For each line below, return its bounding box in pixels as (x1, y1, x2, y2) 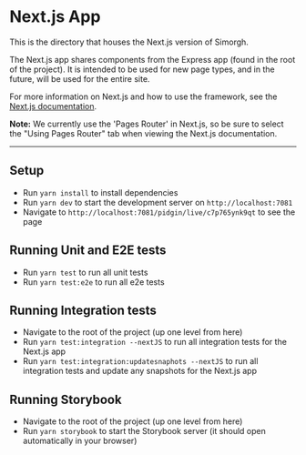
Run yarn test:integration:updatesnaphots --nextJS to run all (22, 356, 259, 367)
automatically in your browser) (22, 435, 138, 447)
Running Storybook (9, 391, 122, 407)
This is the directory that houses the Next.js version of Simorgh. (9, 36, 249, 47)
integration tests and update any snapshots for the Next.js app (22, 366, 258, 377)
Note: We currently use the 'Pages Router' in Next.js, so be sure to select (9, 118, 284, 129)
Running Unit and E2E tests (9, 243, 167, 258)
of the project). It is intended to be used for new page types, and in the (9, 64, 275, 75)
